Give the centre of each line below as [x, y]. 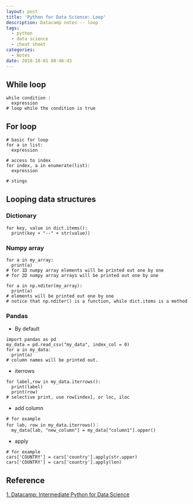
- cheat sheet [28, 45]
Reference [26, 480]
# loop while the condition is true [51, 109]
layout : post [22, 11]
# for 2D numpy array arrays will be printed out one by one [82, 276]
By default [27, 329]
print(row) [25, 392]
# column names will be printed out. [52, 360]
